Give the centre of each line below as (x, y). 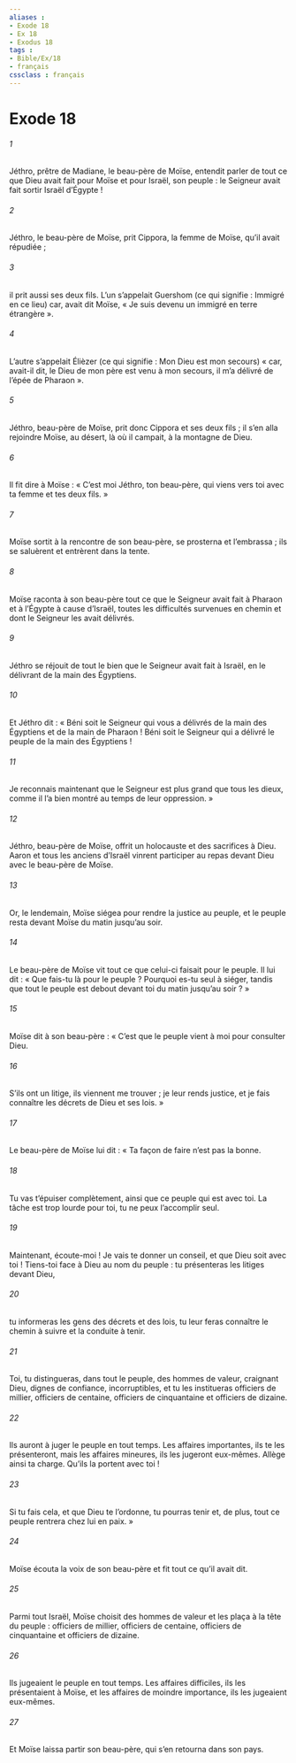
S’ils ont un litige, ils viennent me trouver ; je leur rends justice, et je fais (140, 1093)
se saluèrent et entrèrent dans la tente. (80, 551)
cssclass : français (47, 75)
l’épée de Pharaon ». (46, 380)
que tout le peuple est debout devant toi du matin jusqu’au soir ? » (129, 989)
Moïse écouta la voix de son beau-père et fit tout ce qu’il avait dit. (129, 1568)
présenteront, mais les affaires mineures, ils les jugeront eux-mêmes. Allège (147, 1455)
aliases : (27, 17)
